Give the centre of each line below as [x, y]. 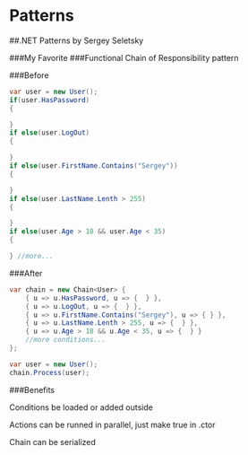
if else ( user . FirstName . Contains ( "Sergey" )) [94, 166]
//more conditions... [65, 340]
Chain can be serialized [53, 442]
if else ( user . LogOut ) [50, 133]
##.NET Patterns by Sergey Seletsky [77, 40]
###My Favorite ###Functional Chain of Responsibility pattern [124, 57]
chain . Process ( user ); [50, 372]
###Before [29, 75]
